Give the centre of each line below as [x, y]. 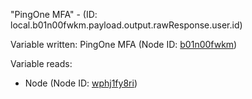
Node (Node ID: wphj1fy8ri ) [81, 83]
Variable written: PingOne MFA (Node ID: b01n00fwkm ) [124, 44]
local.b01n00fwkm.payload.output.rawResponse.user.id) [126, 25]
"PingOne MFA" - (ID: [54, 14]
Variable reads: [41, 63]
